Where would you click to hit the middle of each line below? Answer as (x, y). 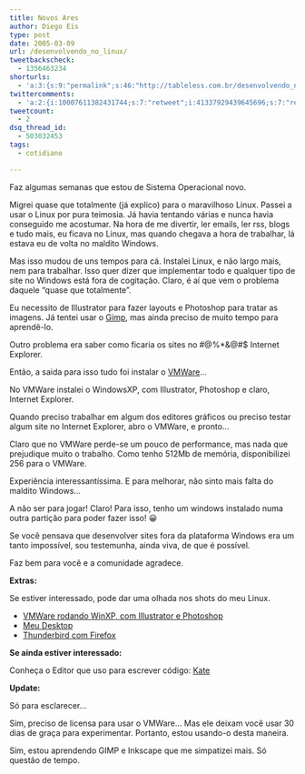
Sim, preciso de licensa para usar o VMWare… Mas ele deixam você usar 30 (152, 723)
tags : (20, 145)
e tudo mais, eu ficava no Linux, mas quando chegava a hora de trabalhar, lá (152, 234)
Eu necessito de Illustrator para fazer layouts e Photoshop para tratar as (144, 307)
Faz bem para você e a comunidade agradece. (97, 563)
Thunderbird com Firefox (69, 635)
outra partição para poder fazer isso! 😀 (84, 518)
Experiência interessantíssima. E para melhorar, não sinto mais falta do (142, 481)
